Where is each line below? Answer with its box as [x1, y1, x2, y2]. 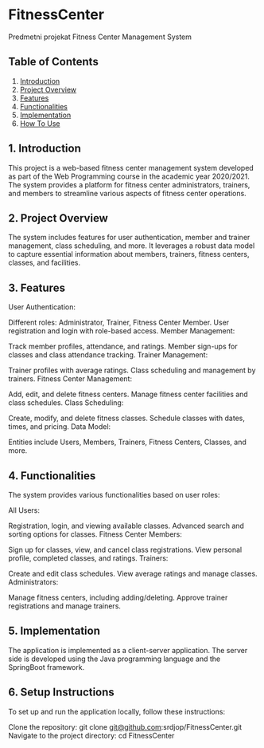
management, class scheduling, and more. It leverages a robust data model [8, 241, 255, 250]
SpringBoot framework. [8, 662, 85, 671]
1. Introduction [8, 142, 81, 156]
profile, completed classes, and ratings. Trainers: [8, 553, 169, 563]
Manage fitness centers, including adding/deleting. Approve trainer [8, 592, 228, 602]
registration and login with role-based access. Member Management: [8, 326, 235, 336]
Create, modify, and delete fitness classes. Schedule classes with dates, [8, 413, 245, 423]
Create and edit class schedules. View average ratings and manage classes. [8, 569, 258, 578]
